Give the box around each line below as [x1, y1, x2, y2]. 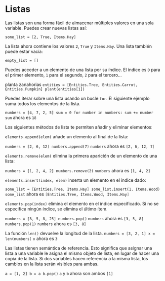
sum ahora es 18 [5, 115, 37, 120]
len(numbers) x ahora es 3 [5, 236, 58, 241]
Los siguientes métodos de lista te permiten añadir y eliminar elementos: [5, 124, 153, 130]
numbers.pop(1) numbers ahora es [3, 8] [5, 221, 86, 227]
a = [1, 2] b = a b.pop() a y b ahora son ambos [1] [5, 270, 114, 276]
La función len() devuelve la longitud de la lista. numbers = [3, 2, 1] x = [5, 230, 155, 236]
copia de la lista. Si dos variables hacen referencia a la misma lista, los [5, 255, 148, 261]
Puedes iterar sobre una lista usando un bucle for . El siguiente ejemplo [5, 95, 150, 101]
